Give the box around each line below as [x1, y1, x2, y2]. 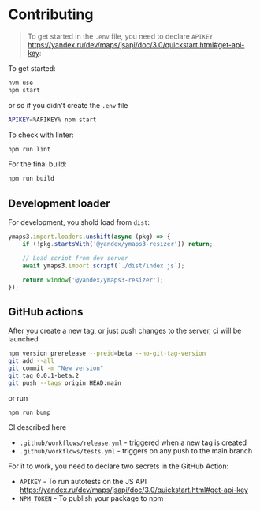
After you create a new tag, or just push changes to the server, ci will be [8, 326, 242, 336]
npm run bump [8, 408, 51, 416]
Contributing [8, 6, 94, 24]
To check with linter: [8, 130, 74, 140]
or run [8, 393, 28, 403]
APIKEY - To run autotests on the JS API [19, 477, 147, 487]
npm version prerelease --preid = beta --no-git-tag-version [8, 349, 206, 358]
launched [8, 334, 39, 344]
